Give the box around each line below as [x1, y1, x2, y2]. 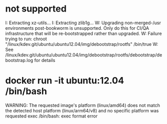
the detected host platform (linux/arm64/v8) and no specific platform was [5, 107, 159, 113]
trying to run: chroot [5, 36, 47, 42]
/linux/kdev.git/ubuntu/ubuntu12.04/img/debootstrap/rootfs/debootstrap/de [5, 51, 162, 58]
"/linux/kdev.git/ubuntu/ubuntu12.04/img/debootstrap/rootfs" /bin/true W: [5, 41, 158, 47]
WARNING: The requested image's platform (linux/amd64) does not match [5, 102, 160, 108]
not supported [5, 3, 67, 15]
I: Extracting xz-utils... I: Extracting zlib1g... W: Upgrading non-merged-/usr [5, 20, 161, 26]
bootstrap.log [5, 57, 33, 63]
